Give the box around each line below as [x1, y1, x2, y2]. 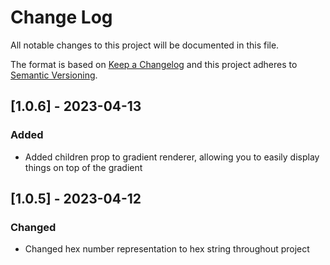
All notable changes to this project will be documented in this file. [10, 39, 280, 51]
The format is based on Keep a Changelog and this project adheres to [10, 58, 298, 70]
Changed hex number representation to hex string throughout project [24, 243, 310, 255]
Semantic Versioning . [10, 69, 98, 81]
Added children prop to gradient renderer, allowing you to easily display [24, 151, 320, 163]
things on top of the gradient [24, 161, 143, 173]
